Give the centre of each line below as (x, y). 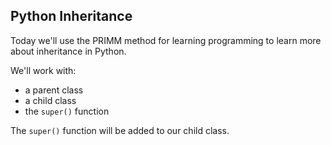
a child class (50, 100)
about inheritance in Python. (68, 51)
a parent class (54, 90)
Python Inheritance (71, 16)
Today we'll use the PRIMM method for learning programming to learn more (166, 40)
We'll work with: (43, 70)
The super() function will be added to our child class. (120, 130)
